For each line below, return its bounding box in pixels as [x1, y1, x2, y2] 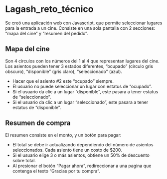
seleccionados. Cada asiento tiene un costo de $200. [12, 147, 122, 153]
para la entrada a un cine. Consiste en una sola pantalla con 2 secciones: [5, 25, 156, 31]
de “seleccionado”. [12, 94, 51, 100]
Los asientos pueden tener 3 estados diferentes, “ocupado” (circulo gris [5, 63, 154, 69]
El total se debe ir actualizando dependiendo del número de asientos [12, 141, 154, 147]
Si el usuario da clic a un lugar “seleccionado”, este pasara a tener [12, 99, 149, 105]
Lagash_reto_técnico [5, 3, 94, 15]
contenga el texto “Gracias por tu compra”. [12, 168, 101, 174]
